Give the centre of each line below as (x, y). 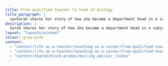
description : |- (22, 24)
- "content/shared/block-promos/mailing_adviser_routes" (70, 56)
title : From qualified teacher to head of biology (59, 10)
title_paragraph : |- (27, 14)
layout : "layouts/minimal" (33, 33)
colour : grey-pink (24, 38)
